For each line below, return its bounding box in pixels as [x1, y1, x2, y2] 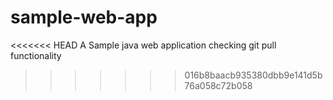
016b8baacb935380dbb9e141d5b [184, 69, 323, 81]
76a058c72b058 [184, 79, 253, 91]
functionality [10, 49, 62, 61]
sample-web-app [10, 6, 158, 29]
